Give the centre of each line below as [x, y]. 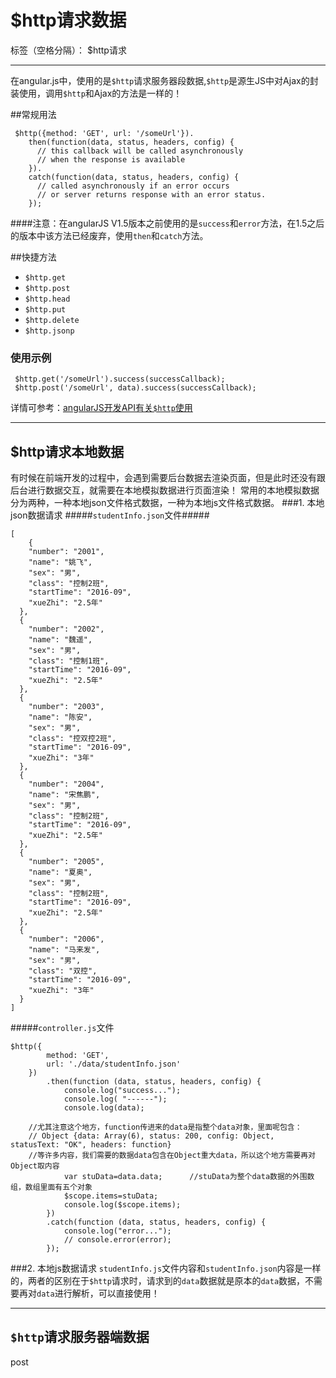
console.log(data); [104, 1108]
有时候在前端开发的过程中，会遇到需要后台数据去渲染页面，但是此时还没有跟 [168, 478]
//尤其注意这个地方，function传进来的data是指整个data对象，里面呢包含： [165, 1127]
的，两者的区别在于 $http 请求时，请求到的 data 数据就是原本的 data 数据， [158, 1281]
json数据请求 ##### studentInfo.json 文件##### [110, 515]
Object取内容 [35, 1166]
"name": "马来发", [64, 950]
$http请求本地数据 [67, 451]
